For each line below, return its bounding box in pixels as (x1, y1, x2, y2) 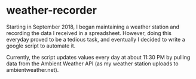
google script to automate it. (6, 42, 76, 49)
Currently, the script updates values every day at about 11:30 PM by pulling (6, 53, 191, 61)
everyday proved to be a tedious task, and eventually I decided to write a (6, 36, 185, 43)
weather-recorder (6, 4, 97, 17)
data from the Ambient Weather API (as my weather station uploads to (6, 60, 179, 67)
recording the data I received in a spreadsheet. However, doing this (6, 29, 172, 36)
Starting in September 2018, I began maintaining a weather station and (6, 23, 180, 30)
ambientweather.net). (6, 66, 59, 73)
